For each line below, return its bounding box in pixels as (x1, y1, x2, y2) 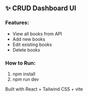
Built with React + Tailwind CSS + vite (5, 86, 83, 92)
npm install (12, 71, 36, 77)
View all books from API (12, 30, 62, 37)
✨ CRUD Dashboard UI (5, 4, 76, 13)
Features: (5, 19, 29, 26)
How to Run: (5, 59, 36, 66)
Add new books (12, 36, 45, 42)
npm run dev (12, 76, 39, 82)
